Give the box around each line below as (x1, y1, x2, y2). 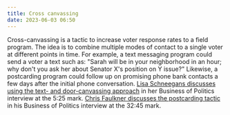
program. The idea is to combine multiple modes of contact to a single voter (7, 43, 223, 51)
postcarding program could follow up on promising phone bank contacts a (7, 72, 219, 80)
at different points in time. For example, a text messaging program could (7, 50, 213, 59)
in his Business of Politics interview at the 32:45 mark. (7, 101, 162, 109)
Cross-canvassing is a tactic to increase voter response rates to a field (7, 35, 209, 43)
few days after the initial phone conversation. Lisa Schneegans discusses (7, 79, 216, 87)
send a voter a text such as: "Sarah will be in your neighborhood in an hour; (7, 57, 222, 65)
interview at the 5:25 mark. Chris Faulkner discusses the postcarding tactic (7, 94, 221, 102)
